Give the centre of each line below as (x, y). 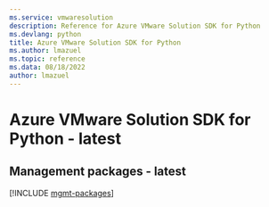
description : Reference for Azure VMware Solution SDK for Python (135, 26)
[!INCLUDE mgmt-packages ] (61, 193)
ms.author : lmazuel (45, 51)
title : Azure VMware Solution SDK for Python (95, 42)
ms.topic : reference (48, 59)
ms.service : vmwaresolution (61, 17)
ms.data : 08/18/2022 (48, 68)
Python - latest (65, 138)
